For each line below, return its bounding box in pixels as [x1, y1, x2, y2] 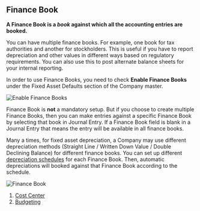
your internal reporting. [6, 64, 64, 72]
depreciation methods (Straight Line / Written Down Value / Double [6, 142, 172, 150]
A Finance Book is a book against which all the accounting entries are [6, 20, 183, 28]
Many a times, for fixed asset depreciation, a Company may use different [6, 136, 186, 144]
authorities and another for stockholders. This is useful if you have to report [6, 45, 193, 52]
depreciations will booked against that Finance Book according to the [6, 162, 178, 169]
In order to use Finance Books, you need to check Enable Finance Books [6, 76, 187, 83]
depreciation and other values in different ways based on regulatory [6, 51, 174, 59]
